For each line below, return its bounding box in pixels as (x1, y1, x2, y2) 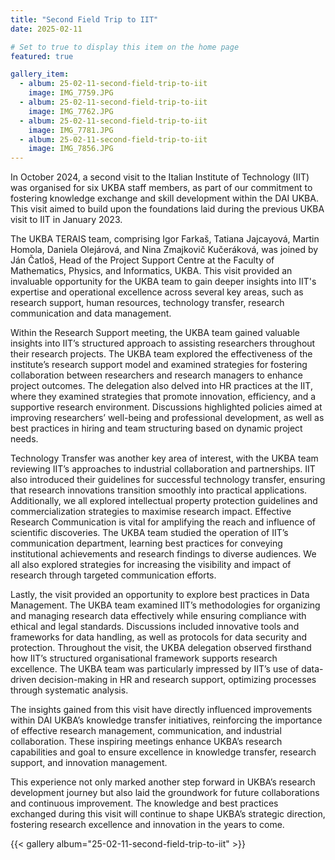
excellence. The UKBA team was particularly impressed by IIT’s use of (10, 663, 300, 675)
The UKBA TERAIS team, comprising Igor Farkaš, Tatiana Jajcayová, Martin (10, 233, 320, 245)
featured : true (10, 51, 74, 61)
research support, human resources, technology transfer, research (10, 297, 285, 309)
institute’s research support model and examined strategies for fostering (10, 359, 308, 371)
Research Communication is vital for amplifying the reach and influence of (10, 516, 316, 528)
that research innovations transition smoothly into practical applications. (10, 484, 308, 496)
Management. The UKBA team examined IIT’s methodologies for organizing (10, 599, 321, 611)
